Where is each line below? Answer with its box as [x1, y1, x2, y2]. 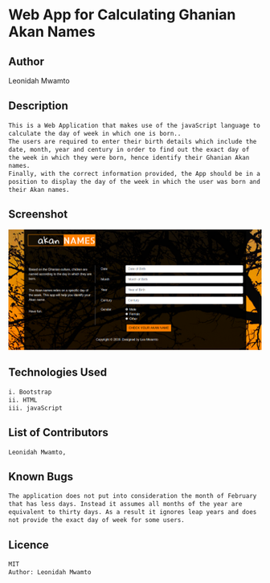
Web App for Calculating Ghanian [8, 6, 236, 24]
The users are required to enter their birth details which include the [8, 137, 257, 145]
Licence [8, 538, 50, 552]
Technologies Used [8, 365, 107, 379]
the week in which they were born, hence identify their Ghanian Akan [8, 153, 250, 161]
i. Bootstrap [8, 388, 52, 396]
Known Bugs [8, 470, 74, 483]
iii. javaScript [8, 404, 63, 412]
